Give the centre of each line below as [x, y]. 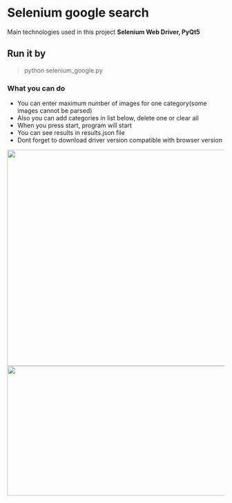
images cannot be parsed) [55, 111]
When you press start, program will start [75, 125]
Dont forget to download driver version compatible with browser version [120, 140]
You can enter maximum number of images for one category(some [112, 103]
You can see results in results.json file [71, 133]
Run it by [27, 54]
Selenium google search [78, 13]
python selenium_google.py [64, 70]
